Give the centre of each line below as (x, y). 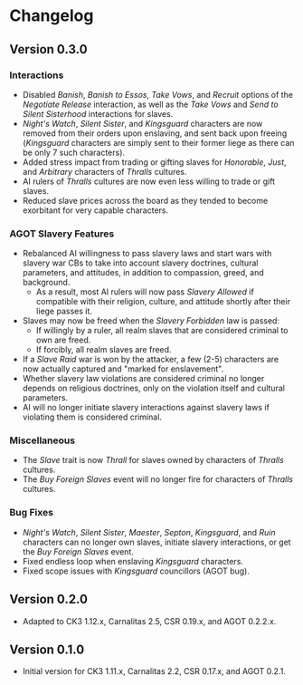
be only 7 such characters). (73, 152)
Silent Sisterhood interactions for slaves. (98, 113)
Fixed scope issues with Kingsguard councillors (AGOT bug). (136, 571)
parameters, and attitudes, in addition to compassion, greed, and (143, 273)
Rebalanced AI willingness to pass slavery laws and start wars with (147, 254)
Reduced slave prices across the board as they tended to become (145, 200)
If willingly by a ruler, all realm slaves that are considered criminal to (162, 331)
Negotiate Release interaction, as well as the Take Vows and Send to (150, 104)
